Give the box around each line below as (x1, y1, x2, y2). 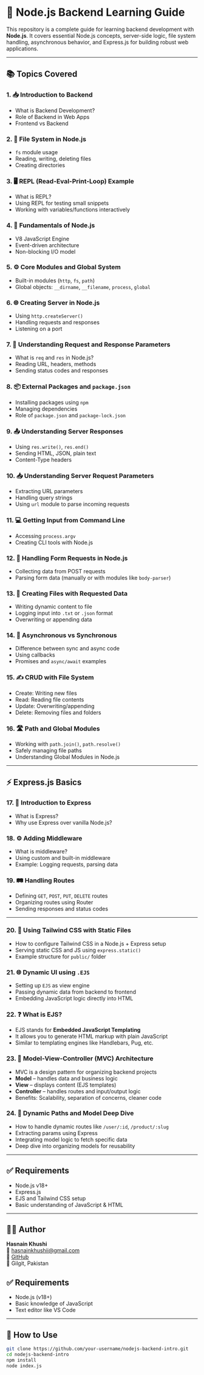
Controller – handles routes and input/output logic (15, 1087, 141, 1095)
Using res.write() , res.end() (15, 443, 89, 450)
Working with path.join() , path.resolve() (15, 740, 121, 748)
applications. (6, 45, 38, 52)
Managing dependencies (15, 405, 78, 412)
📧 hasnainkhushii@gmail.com (6, 1247, 80, 1254)
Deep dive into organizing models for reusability (15, 1142, 135, 1150)
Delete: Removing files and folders (15, 709, 101, 716)
